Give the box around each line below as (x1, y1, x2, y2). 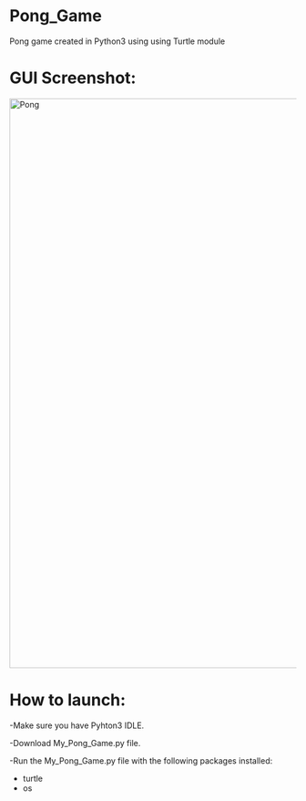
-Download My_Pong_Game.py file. (9, 737, 141, 748)
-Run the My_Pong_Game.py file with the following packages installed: (9, 754, 273, 766)
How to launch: (9, 690, 126, 711)
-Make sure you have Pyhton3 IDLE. (9, 720, 145, 731)
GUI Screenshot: (9, 68, 137, 88)
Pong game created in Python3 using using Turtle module (9, 36, 226, 47)
